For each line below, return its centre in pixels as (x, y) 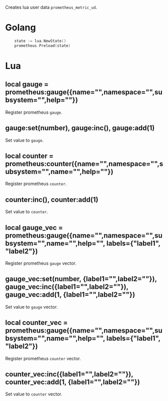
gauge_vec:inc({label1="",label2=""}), (67, 287)
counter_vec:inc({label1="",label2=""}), (69, 374)
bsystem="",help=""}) (41, 100)
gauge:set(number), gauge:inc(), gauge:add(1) (80, 128)
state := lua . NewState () (40, 41)
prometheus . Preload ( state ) (43, 46)
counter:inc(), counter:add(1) (52, 199)
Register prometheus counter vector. (43, 358)
